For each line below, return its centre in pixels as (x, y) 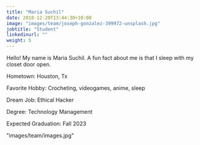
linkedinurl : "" (27, 35)
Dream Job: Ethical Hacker (40, 100)
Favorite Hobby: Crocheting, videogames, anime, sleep (76, 88)
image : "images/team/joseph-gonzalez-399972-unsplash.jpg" (83, 23)
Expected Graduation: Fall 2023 (46, 124)
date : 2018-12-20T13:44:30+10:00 (49, 18)
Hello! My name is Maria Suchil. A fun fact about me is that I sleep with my (100, 58)
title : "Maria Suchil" (35, 12)
